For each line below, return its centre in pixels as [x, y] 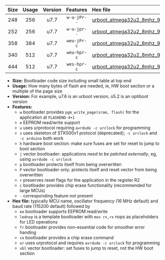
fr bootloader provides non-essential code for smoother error [82, 227]
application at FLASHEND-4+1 [47, 117]
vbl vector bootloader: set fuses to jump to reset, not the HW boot [86, 248]
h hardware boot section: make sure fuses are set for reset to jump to [89, 143]
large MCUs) [32, 191]
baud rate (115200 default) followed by [51, 206]
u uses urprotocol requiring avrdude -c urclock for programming [85, 128]
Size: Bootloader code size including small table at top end [72, 81]
